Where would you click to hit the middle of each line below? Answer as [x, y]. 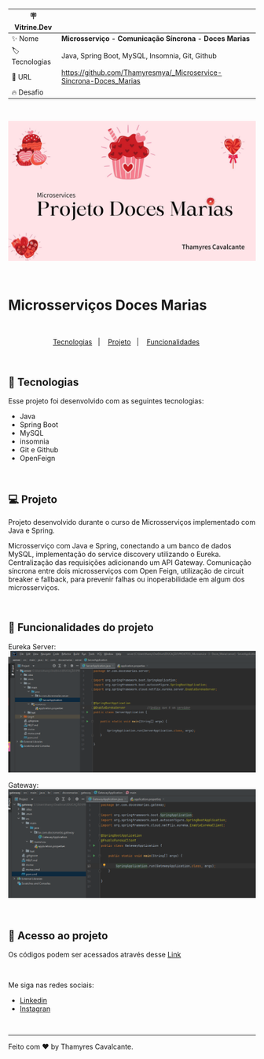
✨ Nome [25, 38]
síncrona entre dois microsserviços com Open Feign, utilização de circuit [126, 571]
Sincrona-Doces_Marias [101, 81]
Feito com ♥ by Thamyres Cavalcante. [71, 1047]
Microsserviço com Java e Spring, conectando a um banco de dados [120, 546]
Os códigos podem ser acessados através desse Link [95, 955]
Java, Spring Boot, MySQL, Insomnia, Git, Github [139, 56]
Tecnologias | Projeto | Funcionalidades [126, 342]
